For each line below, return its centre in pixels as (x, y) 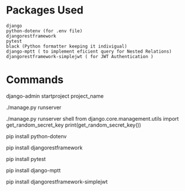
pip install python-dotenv (36, 136)
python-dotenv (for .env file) (44, 31)
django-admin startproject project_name (55, 96)
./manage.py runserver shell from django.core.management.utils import (92, 118)
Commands (35, 80)
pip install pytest (26, 159)
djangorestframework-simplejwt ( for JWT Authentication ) (80, 56)
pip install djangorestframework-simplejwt (57, 182)
